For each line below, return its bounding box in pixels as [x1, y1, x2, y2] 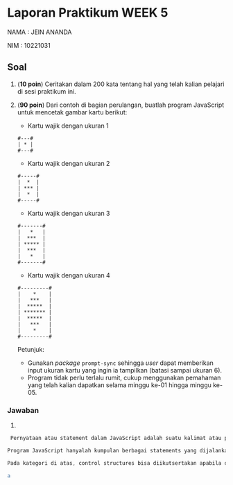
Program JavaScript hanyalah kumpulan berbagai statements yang [7, 447, 197, 454]
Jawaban [7, 405, 40, 415]
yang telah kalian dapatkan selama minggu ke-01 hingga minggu [27, 380, 212, 389]
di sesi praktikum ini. [17, 87, 76, 95]
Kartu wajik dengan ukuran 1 [27, 121, 109, 130]
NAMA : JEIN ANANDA [7, 28, 72, 36]
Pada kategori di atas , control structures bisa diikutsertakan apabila [7, 459, 222, 466]
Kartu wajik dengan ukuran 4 [27, 271, 111, 279]
